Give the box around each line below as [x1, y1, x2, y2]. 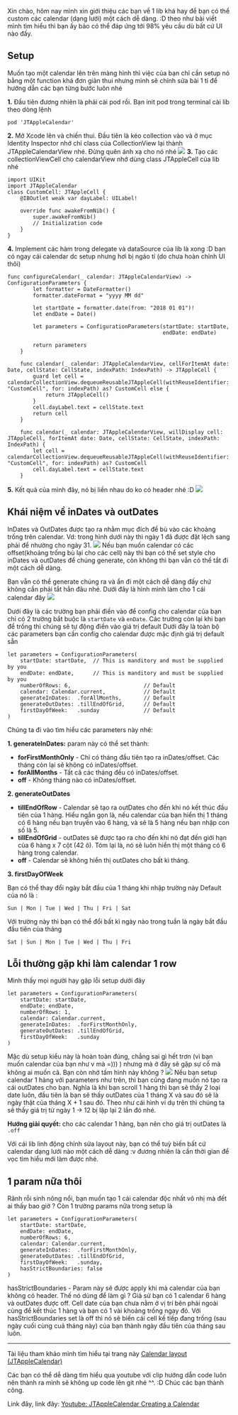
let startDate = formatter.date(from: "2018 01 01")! [33, 304, 195, 312]
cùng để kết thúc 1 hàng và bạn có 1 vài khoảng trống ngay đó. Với [7, 1306, 201, 1315]
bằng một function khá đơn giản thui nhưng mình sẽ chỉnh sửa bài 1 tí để [7, 76, 218, 84]
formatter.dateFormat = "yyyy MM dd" [33, 292, 144, 299]
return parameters [33, 342, 87, 349]
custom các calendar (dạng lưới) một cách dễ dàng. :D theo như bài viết [7, 14, 217, 23]
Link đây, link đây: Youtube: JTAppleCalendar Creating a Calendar [7, 1399, 200, 1409]
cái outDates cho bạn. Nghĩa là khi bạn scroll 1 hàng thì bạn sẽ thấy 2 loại [7, 1083, 221, 1092]
